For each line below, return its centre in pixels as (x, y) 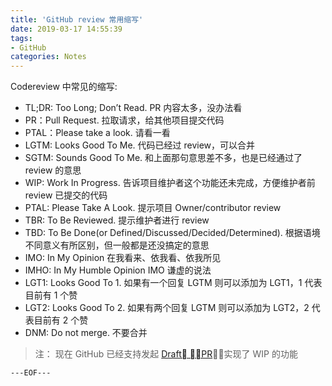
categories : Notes (48, 57)
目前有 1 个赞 (51, 295)
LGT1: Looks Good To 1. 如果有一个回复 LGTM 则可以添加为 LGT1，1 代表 (173, 283)
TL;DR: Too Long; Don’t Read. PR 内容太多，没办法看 (133, 108)
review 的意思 (53, 170)
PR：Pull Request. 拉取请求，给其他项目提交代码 (124, 120)
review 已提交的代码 (66, 195)
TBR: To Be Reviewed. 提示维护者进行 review (117, 220)
